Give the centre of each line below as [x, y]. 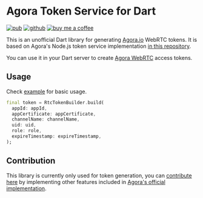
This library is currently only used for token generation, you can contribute [99, 175]
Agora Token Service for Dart [81, 11]
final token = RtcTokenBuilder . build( [55, 102]
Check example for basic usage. [46, 91]
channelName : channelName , [46, 119]
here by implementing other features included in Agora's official [86, 182]
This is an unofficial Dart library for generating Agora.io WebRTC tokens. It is [102, 39]
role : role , [27, 131]
